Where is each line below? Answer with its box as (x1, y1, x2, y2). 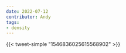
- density (6, 24, 30, 31)
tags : (6, 19, 19, 25)
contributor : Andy (6, 14, 51, 20)
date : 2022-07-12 (6, 8, 49, 15)
